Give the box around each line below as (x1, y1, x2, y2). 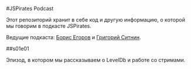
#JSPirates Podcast (6, 5, 54, 12)
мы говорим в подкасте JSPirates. (6, 23, 92, 29)
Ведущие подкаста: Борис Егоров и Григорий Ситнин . (6, 34, 142, 40)
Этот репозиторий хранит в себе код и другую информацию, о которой (6, 16, 186, 23)
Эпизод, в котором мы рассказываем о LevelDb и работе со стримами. (6, 57, 186, 63)
